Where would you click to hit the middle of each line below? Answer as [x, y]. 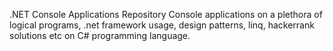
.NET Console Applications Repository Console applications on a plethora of [166, 14]
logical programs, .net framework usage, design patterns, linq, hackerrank [162, 25]
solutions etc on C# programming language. [100, 35]
